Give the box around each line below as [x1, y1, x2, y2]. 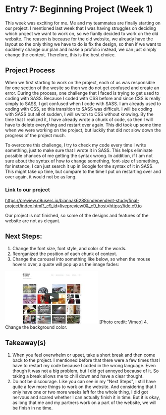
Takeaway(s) [5, 339, 46, 347]
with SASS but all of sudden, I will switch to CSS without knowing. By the [5, 111, 154, 117]
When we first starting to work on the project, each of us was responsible [5, 79, 155, 85]
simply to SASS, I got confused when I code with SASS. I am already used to [5, 101, 161, 107]
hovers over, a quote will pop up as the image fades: [12, 261, 119, 267]
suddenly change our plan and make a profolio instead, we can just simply [5, 46, 157, 52]
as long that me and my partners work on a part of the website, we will [12, 400, 157, 406]
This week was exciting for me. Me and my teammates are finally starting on [5, 20, 161, 26]
